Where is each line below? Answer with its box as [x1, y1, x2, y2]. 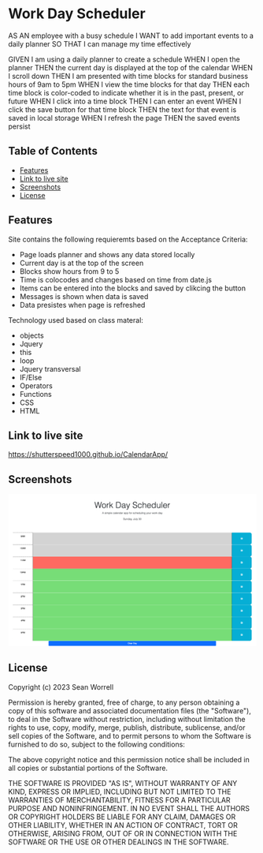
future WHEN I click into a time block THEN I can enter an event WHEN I [8, 96, 242, 106]
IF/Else [19, 372, 43, 382]
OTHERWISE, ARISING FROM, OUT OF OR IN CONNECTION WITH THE [8, 829, 238, 838]
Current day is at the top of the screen [19, 258, 144, 267]
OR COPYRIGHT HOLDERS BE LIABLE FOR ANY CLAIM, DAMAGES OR [8, 812, 236, 821]
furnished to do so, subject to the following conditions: [8, 739, 185, 749]
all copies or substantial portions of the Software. [8, 763, 168, 773]
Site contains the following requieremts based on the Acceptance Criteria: [8, 234, 248, 244]
